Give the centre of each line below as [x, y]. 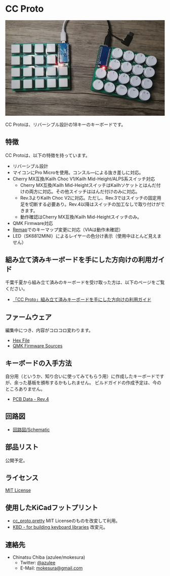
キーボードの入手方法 [38, 363]
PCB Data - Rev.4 [31, 399]
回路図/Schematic [31, 429]
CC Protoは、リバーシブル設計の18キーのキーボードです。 [66, 124]
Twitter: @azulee [38, 563]
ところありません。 [25, 389]
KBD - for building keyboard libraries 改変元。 [60, 527]
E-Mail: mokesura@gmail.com [51, 568]
